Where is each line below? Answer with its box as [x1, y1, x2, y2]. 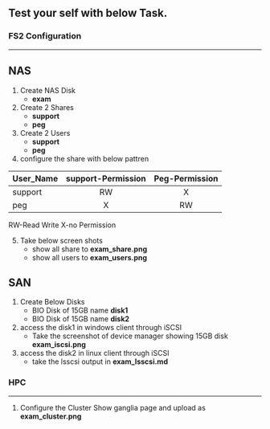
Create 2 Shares [19, 102, 74, 112]
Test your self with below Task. [8, 6, 168, 20]
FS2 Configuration [8, 31, 82, 42]
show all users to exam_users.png [31, 252, 147, 262]
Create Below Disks [19, 297, 85, 307]
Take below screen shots [19, 235, 103, 245]
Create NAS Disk [19, 85, 76, 95]
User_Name [12, 173, 59, 184]
